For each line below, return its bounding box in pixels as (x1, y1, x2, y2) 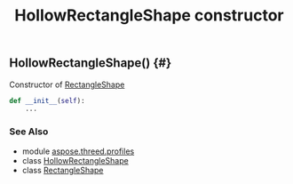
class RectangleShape (21, 164, 104, 175)
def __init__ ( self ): (9, 96, 86, 105)
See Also (9, 125, 49, 138)
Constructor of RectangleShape (9, 79, 125, 90)
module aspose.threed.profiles (21, 146, 135, 156)
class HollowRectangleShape (21, 155, 129, 165)
